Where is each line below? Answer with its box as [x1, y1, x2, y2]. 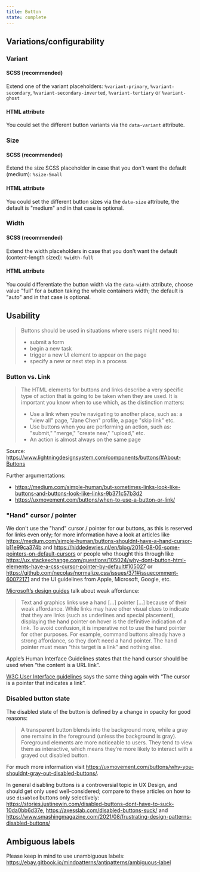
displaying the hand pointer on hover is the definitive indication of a [20, 618, 187, 625]
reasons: [6, 714, 28, 722]
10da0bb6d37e [6, 807, 44, 814]
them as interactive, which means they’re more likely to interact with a [20, 745, 193, 752]
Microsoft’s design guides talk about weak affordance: [6, 587, 140, 595]
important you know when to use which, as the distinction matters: [20, 399, 185, 406]
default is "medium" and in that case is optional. [6, 204, 124, 212]
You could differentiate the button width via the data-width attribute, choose [6, 280, 193, 288]
